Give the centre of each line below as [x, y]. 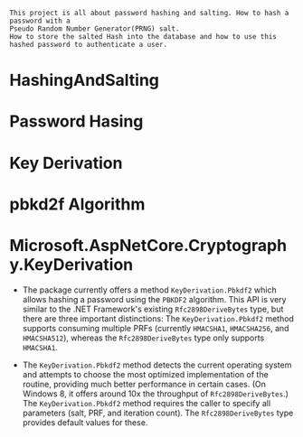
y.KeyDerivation [71, 264]
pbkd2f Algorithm [77, 204]
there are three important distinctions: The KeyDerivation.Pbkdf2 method [158, 318]
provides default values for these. [85, 422]
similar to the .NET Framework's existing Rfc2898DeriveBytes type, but [153, 309]
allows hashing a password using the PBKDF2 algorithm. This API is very [154, 299]
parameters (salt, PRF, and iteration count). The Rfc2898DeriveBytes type [158, 413]
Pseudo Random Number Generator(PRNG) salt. [95, 29]
